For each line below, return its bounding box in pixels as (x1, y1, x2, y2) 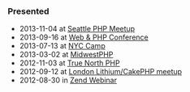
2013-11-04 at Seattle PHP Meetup (19, 24, 136, 34)
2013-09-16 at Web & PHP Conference (19, 32, 149, 42)
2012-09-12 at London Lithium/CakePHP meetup (19, 67, 183, 77)
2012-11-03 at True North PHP (19, 58, 120, 68)
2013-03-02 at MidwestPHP (19, 50, 114, 60)
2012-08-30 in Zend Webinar (19, 75, 118, 86)
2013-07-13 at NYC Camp (19, 41, 106, 51)
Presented (7, 6, 50, 17)
